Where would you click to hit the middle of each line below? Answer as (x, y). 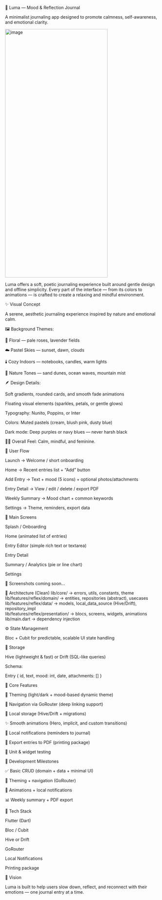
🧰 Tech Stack (18, 811)
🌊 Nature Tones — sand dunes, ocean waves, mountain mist (65, 373)
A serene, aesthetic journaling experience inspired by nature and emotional (80, 314)
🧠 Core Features (21, 685)
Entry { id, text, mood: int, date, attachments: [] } (54, 676)
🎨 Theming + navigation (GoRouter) (41, 780)
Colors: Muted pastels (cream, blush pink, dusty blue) (59, 422)
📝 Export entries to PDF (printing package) (47, 742)
